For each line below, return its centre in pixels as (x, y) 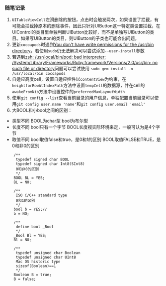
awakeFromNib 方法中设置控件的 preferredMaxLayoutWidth (68, 92)
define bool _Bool (35, 227)
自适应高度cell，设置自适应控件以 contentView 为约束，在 (69, 79)
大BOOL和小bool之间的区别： (42, 110)
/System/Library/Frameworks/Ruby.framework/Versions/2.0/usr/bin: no (84, 63)
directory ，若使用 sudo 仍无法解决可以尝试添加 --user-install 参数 (78, 51)
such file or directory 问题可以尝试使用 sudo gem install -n (72, 69)
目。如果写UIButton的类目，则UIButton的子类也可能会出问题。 (76, 38)
